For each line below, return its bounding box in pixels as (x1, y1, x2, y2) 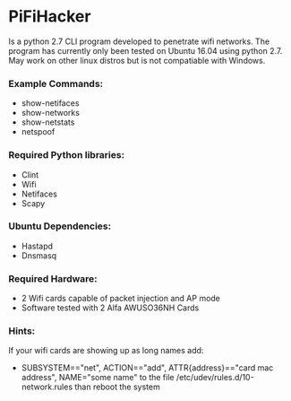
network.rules (21, 381, 73, 392)
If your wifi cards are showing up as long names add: (8, 345, 204, 356)
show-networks (21, 108, 80, 118)
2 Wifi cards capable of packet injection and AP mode (21, 293, 221, 304)
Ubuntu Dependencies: (8, 220, 112, 232)
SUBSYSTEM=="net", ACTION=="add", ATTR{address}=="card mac (21, 362, 274, 373)
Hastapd (21, 240, 54, 251)
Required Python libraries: (8, 149, 125, 161)
